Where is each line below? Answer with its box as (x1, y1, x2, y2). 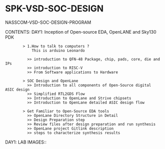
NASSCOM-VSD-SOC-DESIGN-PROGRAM (5, 19, 91, 25)
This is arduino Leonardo (31, 48, 85, 53)
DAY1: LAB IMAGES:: (5, 139, 47, 145)
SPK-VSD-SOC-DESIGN (5, 3, 104, 14)
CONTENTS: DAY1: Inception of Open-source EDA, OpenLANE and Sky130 (5, 29, 157, 35)
